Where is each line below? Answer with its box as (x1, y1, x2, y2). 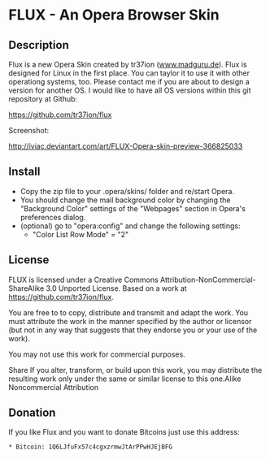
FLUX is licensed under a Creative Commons (8, 275, 159, 284)
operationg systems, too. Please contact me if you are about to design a (8, 77, 250, 86)
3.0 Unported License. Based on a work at (46, 283, 187, 293)
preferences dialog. (20, 212, 86, 222)
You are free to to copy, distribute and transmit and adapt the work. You (8, 307, 249, 318)
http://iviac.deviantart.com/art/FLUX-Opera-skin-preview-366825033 (8, 141, 243, 151)
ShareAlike (8, 283, 45, 293)
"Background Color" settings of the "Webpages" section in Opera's (20, 203, 246, 213)
